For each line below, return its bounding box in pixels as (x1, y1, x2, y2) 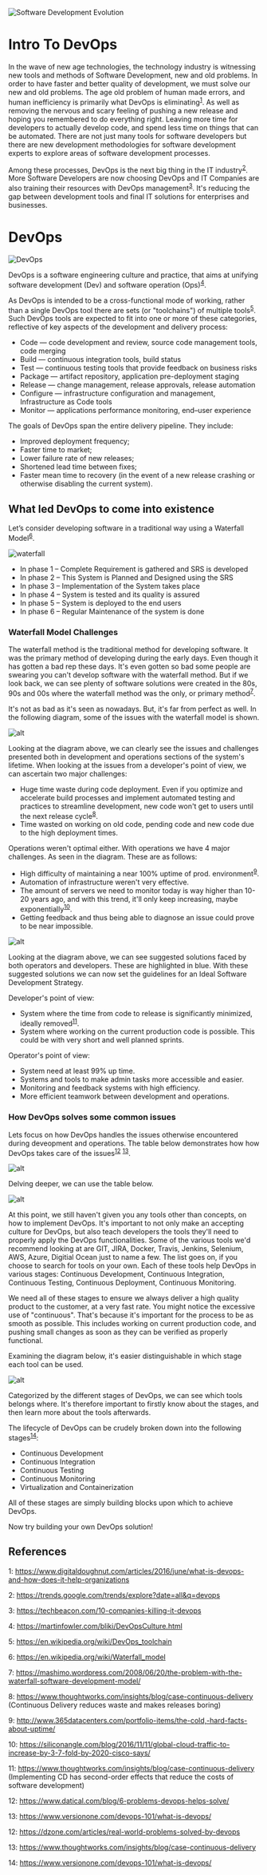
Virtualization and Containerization (19, 1482, 134, 1492)
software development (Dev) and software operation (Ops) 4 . (8, 278, 207, 289)
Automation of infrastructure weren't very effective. (19, 877, 190, 887)
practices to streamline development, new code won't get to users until (19, 801, 253, 811)
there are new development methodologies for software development (8, 140, 237, 149)
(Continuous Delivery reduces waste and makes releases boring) (8, 1700, 222, 1710)
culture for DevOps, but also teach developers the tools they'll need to (8, 1227, 239, 1237)
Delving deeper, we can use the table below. (8, 1179, 154, 1189)
